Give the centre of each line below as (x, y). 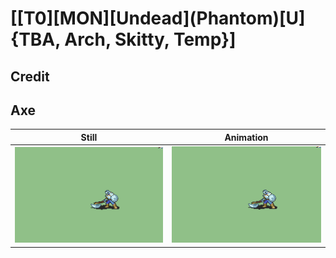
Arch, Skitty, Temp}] (150, 39)
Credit (30, 76)
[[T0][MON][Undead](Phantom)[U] (158, 18)
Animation (246, 137)
